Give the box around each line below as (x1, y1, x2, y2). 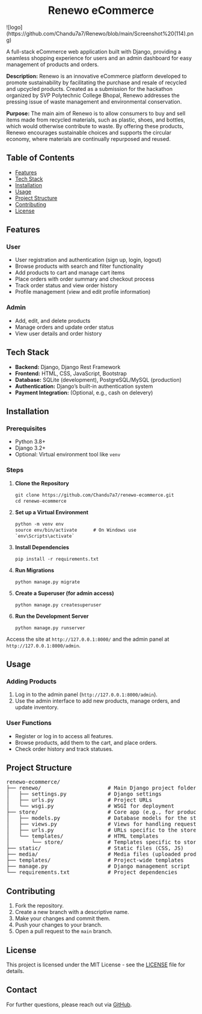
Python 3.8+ (14, 438, 46, 446)
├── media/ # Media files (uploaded (6, 851, 181, 858)
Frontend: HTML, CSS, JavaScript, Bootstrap (14, 370, 127, 377)
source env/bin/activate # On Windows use (14, 527, 136, 533)
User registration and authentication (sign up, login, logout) (14, 257, 162, 264)
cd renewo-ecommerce (14, 498, 67, 504)
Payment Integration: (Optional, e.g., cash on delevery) (14, 389, 153, 396)
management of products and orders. (6, 61, 99, 68)
